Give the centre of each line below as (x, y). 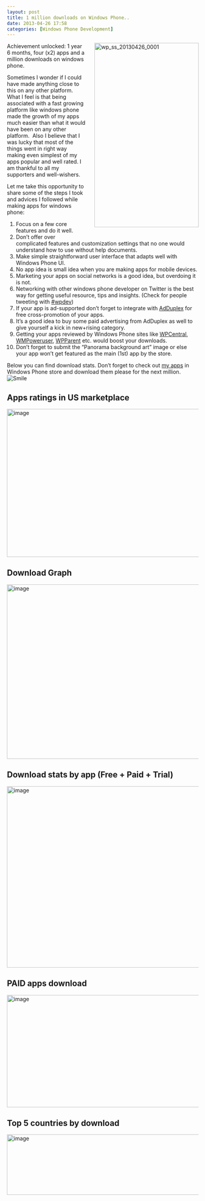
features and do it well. (44, 231)
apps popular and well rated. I (44, 161)
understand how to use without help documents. (76, 250)
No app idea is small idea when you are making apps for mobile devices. (106, 269)
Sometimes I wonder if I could (44, 77)
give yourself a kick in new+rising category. (70, 328)
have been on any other (36, 129)
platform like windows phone (43, 110)
